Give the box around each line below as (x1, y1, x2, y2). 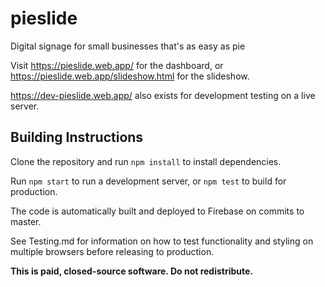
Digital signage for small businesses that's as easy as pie (10, 40, 246, 52)
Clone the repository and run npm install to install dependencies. (10, 155, 282, 167)
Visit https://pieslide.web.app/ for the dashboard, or (10, 59, 224, 71)
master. (10, 215, 42, 227)
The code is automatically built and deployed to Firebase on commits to (10, 205, 305, 217)
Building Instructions (10, 129, 144, 146)
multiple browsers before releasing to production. (10, 245, 215, 257)
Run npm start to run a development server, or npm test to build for (10, 175, 287, 187)
